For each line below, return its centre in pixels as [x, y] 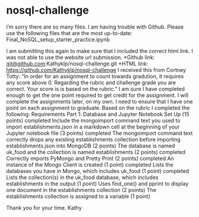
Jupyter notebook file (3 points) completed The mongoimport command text [99, 133]
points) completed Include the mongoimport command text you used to [93, 120]
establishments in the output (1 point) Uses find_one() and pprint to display [97, 183]
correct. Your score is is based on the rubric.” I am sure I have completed [96, 89]
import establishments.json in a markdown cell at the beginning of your [93, 127]
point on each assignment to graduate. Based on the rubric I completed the [98, 108]
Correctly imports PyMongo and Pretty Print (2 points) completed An [90, 158]
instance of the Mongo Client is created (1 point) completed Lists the [90, 165]
